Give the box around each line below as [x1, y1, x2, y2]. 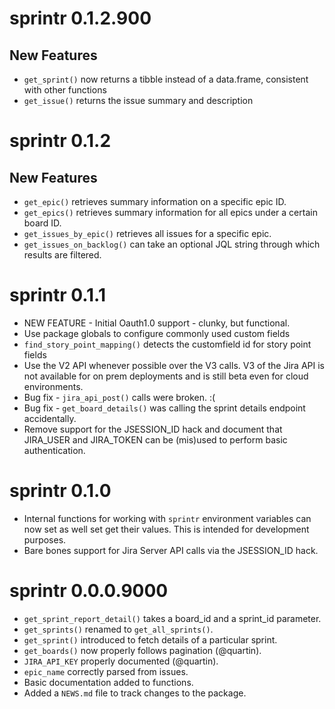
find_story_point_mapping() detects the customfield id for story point [23, 338, 312, 350]
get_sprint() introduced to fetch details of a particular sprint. [23, 633, 278, 646]
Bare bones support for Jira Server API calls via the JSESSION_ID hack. [23, 544, 319, 556]
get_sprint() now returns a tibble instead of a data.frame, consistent [23, 73, 309, 85]
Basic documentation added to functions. [23, 676, 194, 688]
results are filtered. [23, 249, 102, 261]
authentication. [23, 444, 86, 456]
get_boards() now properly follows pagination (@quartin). [23, 644, 262, 656]
